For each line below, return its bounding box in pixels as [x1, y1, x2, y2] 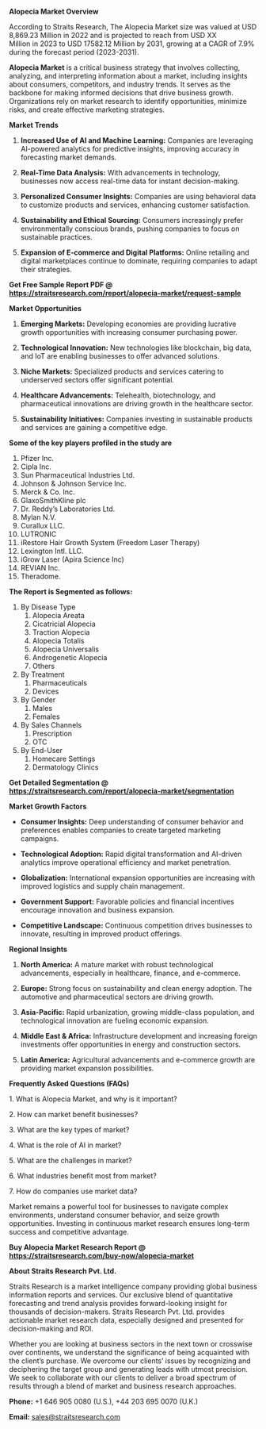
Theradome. [20, 571, 61, 581]
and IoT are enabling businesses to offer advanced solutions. [20, 351, 220, 360]
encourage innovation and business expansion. [20, 905, 175, 915]
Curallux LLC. [20, 521, 65, 530]
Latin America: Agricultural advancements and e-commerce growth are [20, 1055, 256, 1064]
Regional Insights [9, 944, 68, 954]
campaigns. [20, 834, 59, 843]
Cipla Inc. [20, 462, 52, 471]
